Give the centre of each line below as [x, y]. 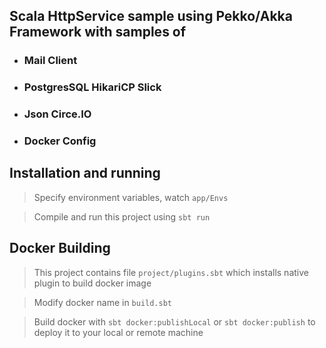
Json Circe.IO [57, 114]
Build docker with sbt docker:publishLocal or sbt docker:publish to [174, 321]
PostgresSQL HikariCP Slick [92, 87]
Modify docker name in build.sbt [103, 302]
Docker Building [60, 248]
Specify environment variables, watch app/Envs [131, 197]
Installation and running [85, 173]
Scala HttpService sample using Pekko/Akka [151, 16]
